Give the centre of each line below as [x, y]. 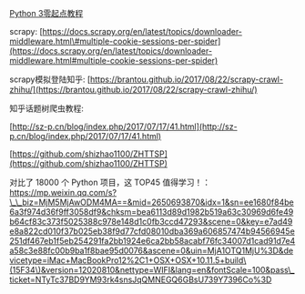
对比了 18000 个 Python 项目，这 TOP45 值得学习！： [110, 182]
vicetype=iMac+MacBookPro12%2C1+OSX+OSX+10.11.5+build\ [128, 260]
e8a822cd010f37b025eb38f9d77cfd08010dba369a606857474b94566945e [152, 231]
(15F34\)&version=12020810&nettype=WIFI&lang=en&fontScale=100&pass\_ [152, 270]
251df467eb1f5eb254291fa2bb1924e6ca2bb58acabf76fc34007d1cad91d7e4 [152, 241]
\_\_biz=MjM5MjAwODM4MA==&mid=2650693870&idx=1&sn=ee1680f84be [152, 202]
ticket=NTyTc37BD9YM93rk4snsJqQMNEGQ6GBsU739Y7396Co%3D [141, 279]
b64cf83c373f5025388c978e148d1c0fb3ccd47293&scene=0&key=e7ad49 [151, 222]
